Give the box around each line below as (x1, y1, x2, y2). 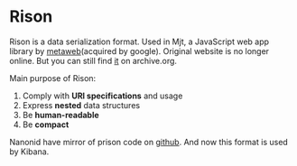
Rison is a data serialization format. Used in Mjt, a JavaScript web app (9, 36, 269, 47)
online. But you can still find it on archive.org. (9, 55, 178, 66)
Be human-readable (22, 109, 99, 120)
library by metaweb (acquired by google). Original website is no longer (9, 45, 269, 56)
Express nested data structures (22, 99, 141, 110)
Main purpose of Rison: (9, 72, 97, 83)
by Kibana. (9, 146, 50, 157)
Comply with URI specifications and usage (22, 90, 183, 101)
